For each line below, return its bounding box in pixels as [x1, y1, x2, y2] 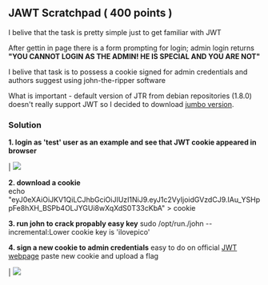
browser [8, 146, 38, 156]
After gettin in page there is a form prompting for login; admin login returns [8, 43, 254, 53]
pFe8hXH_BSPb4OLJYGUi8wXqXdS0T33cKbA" [8, 204, 166, 213]
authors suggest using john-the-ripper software [8, 75, 166, 85]
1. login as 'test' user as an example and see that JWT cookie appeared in [8, 137, 258, 147]
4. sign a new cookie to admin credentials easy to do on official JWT [8, 243, 238, 252]
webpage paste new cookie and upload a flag [8, 251, 158, 261]
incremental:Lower [8, 228, 70, 237]
